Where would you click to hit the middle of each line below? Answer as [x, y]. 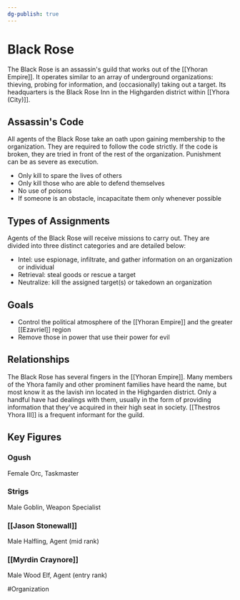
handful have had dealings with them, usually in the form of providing [109, 399]
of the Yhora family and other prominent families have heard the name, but [117, 384]
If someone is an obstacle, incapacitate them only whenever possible [119, 199]
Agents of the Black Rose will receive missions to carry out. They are [109, 238]
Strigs [18, 491]
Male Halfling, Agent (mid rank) [54, 541]
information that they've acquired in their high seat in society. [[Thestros [114, 407]
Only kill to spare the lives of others [70, 176]
